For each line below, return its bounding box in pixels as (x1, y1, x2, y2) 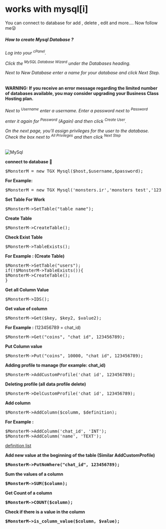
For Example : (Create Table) (5, 253, 65, 259)
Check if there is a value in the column (5, 509, 85, 515)
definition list (5, 443, 32, 448)
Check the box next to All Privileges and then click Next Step (5, 133, 121, 140)
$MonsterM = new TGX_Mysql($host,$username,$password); (5, 168, 143, 174)
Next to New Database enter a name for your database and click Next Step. (5, 70, 160, 76)
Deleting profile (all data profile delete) (5, 381, 86, 387)
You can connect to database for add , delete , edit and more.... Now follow (5, 20, 158, 26)
